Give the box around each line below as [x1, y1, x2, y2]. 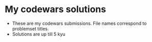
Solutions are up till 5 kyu [12, 31, 66, 37]
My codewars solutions [5, 4, 107, 15]
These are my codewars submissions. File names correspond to [12, 20, 147, 26]
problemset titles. [12, 25, 49, 31]
